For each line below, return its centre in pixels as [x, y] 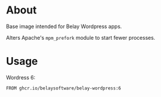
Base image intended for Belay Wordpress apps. [64, 26]
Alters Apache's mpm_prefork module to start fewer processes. [81, 37]
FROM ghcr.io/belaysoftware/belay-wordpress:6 [64, 88]
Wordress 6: [21, 77]
